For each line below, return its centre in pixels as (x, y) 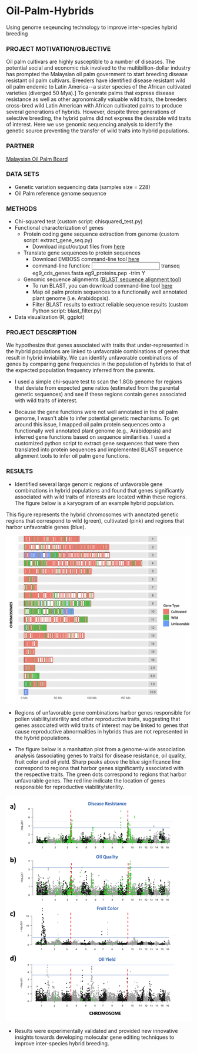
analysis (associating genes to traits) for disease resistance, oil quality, (100, 755)
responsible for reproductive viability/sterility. (69, 787)
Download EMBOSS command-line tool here (86, 259)
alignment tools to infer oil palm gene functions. (72, 456)
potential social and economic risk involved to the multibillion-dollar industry (98, 68)
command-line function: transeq (106, 266)
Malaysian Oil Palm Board (37, 159)
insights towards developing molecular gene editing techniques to (94, 1037)
